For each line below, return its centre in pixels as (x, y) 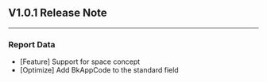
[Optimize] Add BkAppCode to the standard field (99, 70)
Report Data (32, 44)
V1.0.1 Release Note (58, 13)
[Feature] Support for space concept (80, 61)
